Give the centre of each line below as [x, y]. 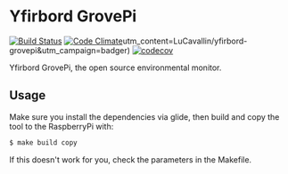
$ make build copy [43, 142]
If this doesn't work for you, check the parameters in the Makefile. [131, 159]
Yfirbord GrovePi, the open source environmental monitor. [115, 67]
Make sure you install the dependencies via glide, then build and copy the [144, 116]
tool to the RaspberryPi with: [62, 126]
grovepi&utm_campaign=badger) [70, 50]
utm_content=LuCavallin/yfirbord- [185, 41]
